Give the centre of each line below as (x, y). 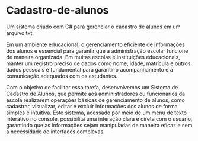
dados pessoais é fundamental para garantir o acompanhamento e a (90, 69)
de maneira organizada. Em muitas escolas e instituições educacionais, (93, 57)
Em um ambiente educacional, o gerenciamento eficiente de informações (95, 44)
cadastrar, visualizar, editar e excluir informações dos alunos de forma (92, 106)
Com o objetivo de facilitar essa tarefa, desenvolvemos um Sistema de (92, 87)
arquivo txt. (20, 33)
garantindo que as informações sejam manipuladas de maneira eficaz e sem (99, 125)
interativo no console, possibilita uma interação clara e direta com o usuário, (99, 118)
